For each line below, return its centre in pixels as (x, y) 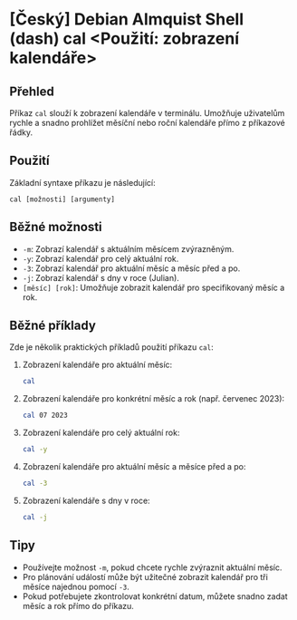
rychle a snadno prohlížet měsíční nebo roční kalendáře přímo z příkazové (147, 123)
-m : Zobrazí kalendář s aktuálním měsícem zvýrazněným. (128, 248)
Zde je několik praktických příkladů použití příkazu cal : (112, 347)
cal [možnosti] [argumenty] (62, 199)
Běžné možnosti (56, 227)
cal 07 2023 (45, 416)
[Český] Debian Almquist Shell (127, 19)
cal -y (35, 450)
